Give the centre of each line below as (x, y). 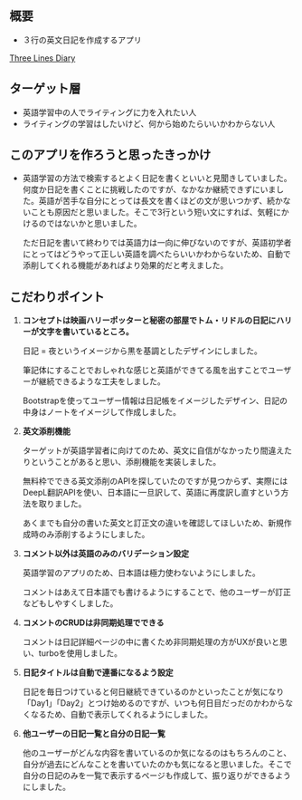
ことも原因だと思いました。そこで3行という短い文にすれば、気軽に (156, 212)
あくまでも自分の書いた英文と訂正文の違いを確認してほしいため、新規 (153, 523)
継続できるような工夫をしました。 (102, 381)
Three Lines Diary (42, 58)
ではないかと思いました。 (94, 224)
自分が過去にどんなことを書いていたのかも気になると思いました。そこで (157, 765)
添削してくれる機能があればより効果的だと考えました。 (125, 265)
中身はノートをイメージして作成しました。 (102, 412)
